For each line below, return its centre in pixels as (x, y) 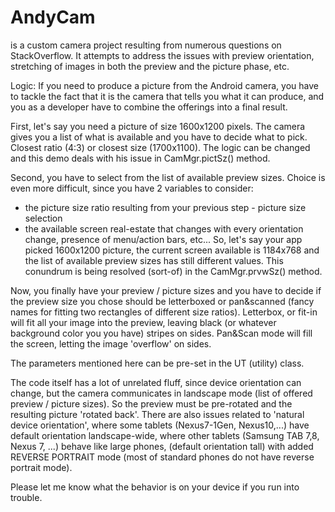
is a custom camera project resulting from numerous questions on (146, 45)
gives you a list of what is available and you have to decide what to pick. (159, 137)
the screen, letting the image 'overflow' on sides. (111, 343)
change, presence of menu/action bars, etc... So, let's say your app (163, 239)
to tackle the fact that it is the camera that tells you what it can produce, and (167, 96)
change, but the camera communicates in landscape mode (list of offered (161, 393)
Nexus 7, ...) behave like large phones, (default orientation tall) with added (162, 446)
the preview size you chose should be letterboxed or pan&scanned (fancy (162, 301)
